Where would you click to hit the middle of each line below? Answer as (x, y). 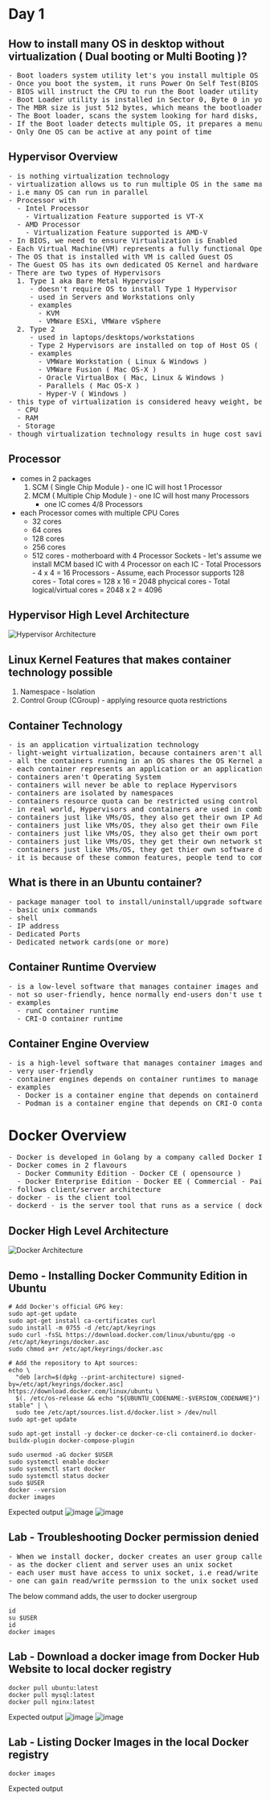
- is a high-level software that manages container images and (135, 1063)
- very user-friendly (51, 1071)
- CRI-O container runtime (70, 1019)
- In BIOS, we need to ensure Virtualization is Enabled (123, 240)
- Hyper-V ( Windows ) (83, 393)
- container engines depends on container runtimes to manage (133, 1079)
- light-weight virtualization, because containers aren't (127, 753)
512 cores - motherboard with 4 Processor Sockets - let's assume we (147, 555)
